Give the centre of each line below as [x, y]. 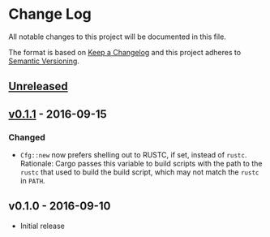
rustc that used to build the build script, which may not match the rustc [139, 172]
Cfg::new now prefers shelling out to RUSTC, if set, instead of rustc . [133, 155]
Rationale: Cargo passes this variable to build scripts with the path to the [141, 164]
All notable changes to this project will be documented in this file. [118, 37]
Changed [27, 137]
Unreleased [39, 86]
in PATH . [33, 181]
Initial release [42, 226]
